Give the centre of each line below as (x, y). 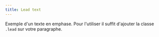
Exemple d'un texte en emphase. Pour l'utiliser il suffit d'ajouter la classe (80, 24)
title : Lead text (23, 10)
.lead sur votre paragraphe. (34, 29)
